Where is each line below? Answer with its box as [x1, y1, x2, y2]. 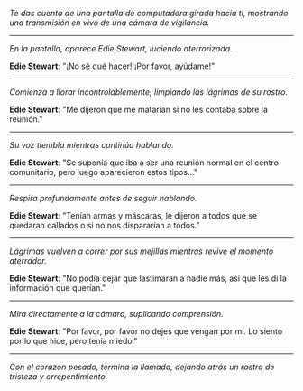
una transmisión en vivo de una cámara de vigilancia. [9, 17, 210, 28]
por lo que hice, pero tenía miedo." [9, 336, 138, 346]
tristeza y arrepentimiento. [9, 371, 108, 382]
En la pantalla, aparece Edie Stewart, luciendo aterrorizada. [9, 43, 233, 53]
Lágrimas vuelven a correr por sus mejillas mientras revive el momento [9, 246, 274, 256]
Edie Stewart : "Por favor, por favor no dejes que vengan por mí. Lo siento [9, 326, 283, 337]
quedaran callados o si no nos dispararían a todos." [9, 220, 200, 230]
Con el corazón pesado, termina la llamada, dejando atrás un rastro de [9, 361, 275, 372]
